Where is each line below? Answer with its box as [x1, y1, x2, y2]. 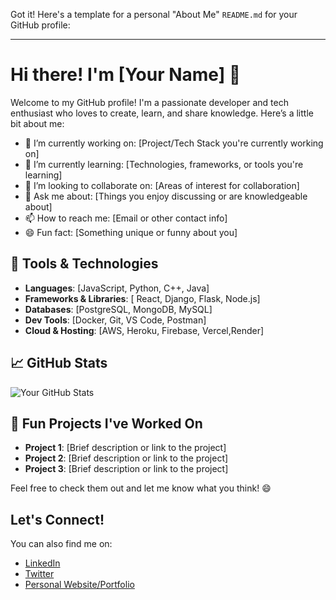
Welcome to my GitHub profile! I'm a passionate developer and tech [10, 96, 289, 108]
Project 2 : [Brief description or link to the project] [24, 452, 229, 464]
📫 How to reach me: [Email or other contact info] [24, 212, 228, 224]
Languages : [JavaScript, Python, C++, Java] [24, 282, 210, 294]
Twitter [24, 568, 55, 580]
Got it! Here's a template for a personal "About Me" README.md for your [10, 9, 298, 20]
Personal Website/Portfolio [24, 579, 135, 591]
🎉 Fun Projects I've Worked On [10, 415, 203, 432]
